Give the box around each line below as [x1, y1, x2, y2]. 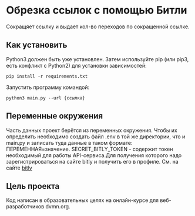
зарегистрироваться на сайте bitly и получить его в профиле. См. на [6, 158, 179, 165]
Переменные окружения [6, 111, 103, 121]
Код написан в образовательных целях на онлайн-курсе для [6, 197, 159, 204]
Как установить [6, 40, 68, 50]
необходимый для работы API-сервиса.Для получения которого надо [6, 151, 182, 159]
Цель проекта [6, 181, 60, 191]
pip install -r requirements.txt [6, 73, 88, 79]
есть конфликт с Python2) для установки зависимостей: [6, 62, 147, 69]
